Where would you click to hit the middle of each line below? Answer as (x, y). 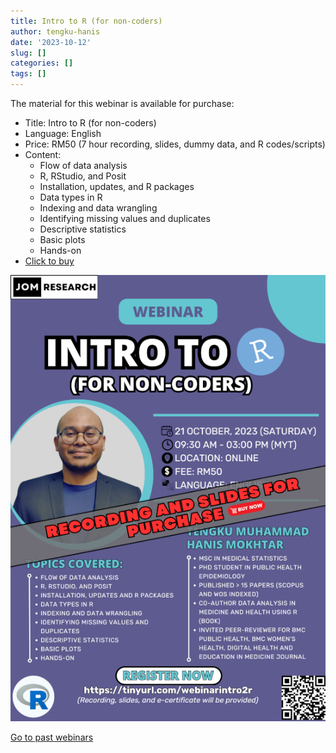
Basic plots (62, 239)
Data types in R (71, 197)
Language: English (63, 133)
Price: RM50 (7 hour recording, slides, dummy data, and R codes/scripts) (175, 144)
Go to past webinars (52, 737)
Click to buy (49, 261)
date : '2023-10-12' (51, 42)
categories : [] (42, 63)
